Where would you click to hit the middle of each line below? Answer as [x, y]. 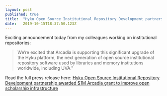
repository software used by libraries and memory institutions [80, 63]
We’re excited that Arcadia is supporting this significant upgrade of [86, 52]
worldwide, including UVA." [45, 68]
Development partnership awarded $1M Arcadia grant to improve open [78, 83]
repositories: [18, 43]
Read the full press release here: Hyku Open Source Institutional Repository [83, 78]
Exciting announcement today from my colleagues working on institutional [81, 38]
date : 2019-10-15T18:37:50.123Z [41, 24]
